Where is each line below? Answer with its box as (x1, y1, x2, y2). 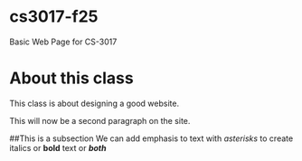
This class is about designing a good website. (9, 98, 179, 109)
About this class (9, 68, 134, 89)
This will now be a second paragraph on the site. (9, 115, 191, 126)
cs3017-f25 (9, 6, 99, 27)
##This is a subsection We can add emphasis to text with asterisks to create (9, 133, 294, 144)
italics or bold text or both (9, 142, 107, 153)
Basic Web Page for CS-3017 (9, 36, 118, 47)
